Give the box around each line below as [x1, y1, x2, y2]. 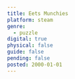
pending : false [7, 55, 50, 62]
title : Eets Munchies [7, 10, 69, 17]
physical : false [7, 42, 53, 49]
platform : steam [7, 16, 53, 23]
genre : [7, 23, 26, 30]
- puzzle [13, 29, 38, 36]
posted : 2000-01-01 [7, 61, 63, 68]
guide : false [7, 49, 44, 56]
